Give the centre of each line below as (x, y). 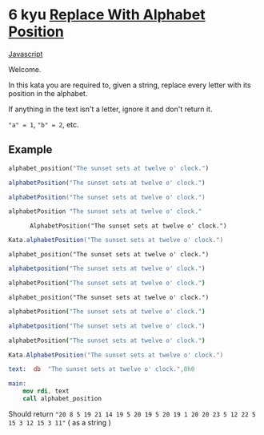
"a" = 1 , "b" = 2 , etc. (44, 124)
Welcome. (25, 69)
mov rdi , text (46, 391)
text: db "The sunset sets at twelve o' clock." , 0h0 (102, 369)
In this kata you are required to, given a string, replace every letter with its (130, 85)
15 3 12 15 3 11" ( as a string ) (60, 422)
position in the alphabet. (48, 93)
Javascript (26, 54)
